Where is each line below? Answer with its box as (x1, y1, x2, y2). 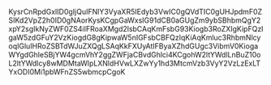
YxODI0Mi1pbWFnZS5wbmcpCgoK (8, 67, 126, 76)
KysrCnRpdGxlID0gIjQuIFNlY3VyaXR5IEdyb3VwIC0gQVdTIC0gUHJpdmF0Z (8, 7, 263, 16)
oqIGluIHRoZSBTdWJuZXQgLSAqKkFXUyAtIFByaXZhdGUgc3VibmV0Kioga (8, 41, 259, 51)
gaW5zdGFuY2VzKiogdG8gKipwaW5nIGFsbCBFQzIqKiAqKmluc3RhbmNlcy (8, 32, 261, 42)
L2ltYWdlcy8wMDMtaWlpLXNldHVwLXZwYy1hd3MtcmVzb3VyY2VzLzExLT (8, 58, 261, 68)
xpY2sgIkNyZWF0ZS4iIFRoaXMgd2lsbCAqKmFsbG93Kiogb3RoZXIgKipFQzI (8, 24, 264, 33)
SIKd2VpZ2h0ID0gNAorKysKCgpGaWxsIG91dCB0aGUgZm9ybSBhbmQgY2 (8, 15, 261, 25)
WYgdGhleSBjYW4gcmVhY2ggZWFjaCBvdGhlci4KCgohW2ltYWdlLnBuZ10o (8, 50, 261, 59)
